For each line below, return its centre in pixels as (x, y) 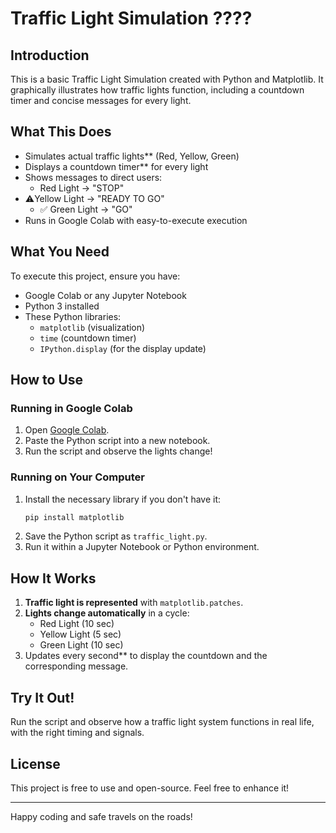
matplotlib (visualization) (92, 327)
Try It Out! (42, 697)
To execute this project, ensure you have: (95, 276)
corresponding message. (76, 666)
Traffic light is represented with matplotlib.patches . (134, 603)
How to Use (47, 380)
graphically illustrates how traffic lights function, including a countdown (157, 90)
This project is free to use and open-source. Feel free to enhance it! (150, 788)
